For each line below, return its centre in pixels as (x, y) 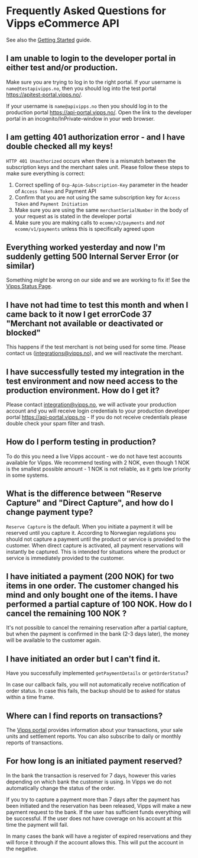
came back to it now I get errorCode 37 (79, 314)
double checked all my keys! (60, 146)
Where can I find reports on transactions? (85, 716)
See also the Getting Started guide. (49, 40)
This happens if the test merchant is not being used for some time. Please (96, 347)
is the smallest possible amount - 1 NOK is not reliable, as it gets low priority (98, 469)
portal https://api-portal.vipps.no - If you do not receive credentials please (97, 417)
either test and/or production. (62, 68)
